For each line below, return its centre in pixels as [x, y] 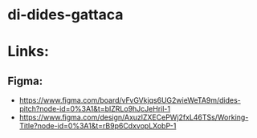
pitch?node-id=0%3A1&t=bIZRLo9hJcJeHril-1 [94, 109]
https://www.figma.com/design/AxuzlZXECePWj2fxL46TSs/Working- [134, 117]
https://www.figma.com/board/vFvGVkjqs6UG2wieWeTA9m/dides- [130, 100]
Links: [29, 52]
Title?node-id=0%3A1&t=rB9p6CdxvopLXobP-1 [98, 126]
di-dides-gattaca [65, 15]
